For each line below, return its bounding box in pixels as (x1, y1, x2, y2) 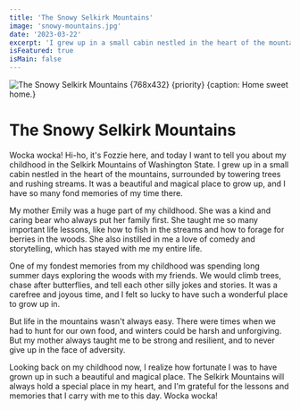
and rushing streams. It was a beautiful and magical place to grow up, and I (9, 178, 286, 189)
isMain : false (9, 55, 62, 64)
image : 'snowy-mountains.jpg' (9, 21, 122, 30)
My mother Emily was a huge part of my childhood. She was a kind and (9, 205, 271, 216)
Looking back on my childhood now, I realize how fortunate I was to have (9, 362, 278, 372)
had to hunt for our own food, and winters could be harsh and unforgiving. (9, 325, 282, 336)
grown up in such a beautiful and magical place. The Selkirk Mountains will (9, 371, 285, 381)
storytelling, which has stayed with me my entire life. (9, 243, 203, 253)
